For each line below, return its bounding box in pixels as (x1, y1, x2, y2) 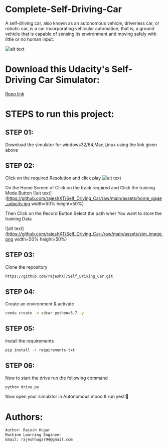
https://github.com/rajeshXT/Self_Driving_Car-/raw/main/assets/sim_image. (7, 231, 163, 237)
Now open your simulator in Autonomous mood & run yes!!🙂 (5, 393, 129, 400)
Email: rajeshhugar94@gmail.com (5, 437, 73, 442)
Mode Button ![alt (5, 190, 41, 196)
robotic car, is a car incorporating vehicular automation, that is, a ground (5, 25, 154, 31)
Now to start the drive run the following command (5, 375, 108, 381)
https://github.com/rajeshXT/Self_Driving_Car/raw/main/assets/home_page (7, 195, 162, 201)
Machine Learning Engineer (5, 432, 62, 437)
